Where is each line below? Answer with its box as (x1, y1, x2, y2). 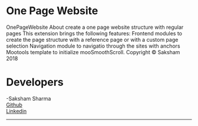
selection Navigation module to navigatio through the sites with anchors (6, 42, 181, 49)
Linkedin (6, 107, 27, 114)
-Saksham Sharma (6, 95, 51, 102)
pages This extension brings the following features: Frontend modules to (6, 29, 183, 37)
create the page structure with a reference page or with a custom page (6, 36, 179, 43)
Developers (6, 75, 64, 89)
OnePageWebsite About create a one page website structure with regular (6, 24, 184, 31)
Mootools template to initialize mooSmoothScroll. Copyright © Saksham (6, 48, 180, 55)
